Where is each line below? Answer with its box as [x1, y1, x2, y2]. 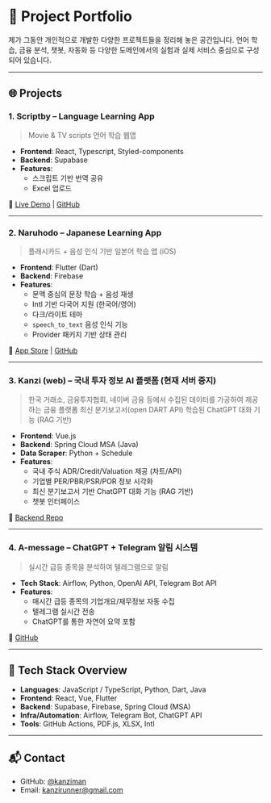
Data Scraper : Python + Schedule [19, 448, 133, 458]
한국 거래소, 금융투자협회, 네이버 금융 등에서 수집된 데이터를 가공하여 [27, 395, 244, 404]
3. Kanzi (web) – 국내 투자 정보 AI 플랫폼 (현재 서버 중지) [8, 374, 217, 386]
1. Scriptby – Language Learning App [8, 111, 155, 122]
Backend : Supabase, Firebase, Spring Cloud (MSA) [19, 702, 191, 712]
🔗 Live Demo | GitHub [8, 199, 81, 209]
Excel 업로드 [31, 183, 73, 193]
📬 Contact [8, 751, 65, 765]
